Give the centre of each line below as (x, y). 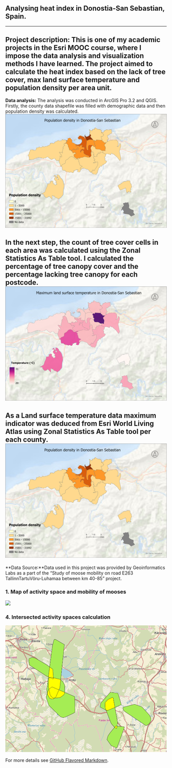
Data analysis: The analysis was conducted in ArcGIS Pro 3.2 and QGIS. (81, 100)
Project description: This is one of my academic (83, 40)
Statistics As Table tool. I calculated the (70, 258)
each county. (27, 440)
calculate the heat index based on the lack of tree (85, 72)
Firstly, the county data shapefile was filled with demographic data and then (85, 106)
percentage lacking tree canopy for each (72, 274)
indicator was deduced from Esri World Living (80, 424)
